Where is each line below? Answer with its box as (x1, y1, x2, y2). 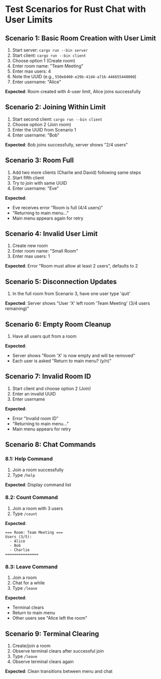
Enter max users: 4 (12, 68, 51, 74)
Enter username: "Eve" (12, 185, 59, 191)
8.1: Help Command (5, 455, 53, 462)
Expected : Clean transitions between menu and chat (5, 668, 113, 674)
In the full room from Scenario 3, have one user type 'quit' (12, 290, 131, 297)
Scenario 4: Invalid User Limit (5, 230, 98, 238)
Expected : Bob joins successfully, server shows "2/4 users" (5, 141, 128, 147)
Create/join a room (12, 643, 51, 649)
